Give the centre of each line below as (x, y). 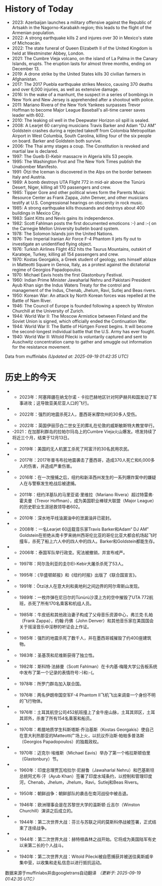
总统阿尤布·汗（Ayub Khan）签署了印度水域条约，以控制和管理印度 (86, 776)
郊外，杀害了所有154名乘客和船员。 (59, 718)
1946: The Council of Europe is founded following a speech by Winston (83, 306)
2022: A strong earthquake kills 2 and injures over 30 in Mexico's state (82, 38)
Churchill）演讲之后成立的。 (47, 810)
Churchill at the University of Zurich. (48, 311)
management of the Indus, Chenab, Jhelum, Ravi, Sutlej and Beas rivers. (84, 290)
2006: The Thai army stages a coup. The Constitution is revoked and (81, 146)
